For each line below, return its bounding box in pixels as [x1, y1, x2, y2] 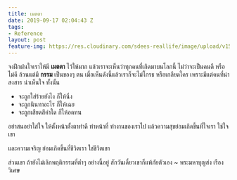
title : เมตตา [8, 10, 43, 18]
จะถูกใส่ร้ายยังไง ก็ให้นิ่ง [18, 92, 73, 101]
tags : [8, 23, 24, 30]
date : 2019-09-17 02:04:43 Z [8, 17, 94, 24]
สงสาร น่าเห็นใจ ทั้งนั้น [8, 78, 60, 86]
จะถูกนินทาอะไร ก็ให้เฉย [18, 100, 75, 108]
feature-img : [8, 43, 46, 50]
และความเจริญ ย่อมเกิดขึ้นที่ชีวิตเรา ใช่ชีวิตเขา [8, 144, 110, 152]
